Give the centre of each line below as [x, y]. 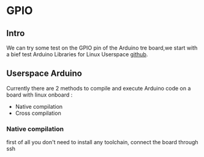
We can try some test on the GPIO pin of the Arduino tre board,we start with [102, 48]
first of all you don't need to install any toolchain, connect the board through [102, 142]
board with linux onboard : [40, 95]
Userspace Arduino [44, 74]
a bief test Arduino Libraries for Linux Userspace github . [77, 54]
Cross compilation [38, 113]
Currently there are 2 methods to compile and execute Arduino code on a [99, 88]
